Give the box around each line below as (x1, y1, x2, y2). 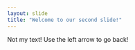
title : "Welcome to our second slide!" (7, 16, 123, 23)
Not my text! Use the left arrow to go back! (7, 35, 129, 43)
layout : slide (7, 10, 48, 17)
